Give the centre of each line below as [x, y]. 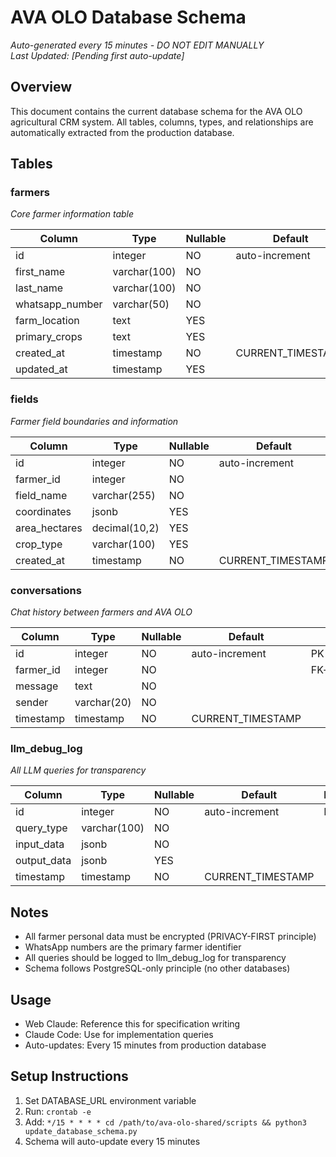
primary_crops [49, 337]
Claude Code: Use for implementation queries [119, 1034]
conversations [46, 590]
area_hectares [49, 528]
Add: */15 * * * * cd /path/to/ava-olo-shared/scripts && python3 [165, 1122]
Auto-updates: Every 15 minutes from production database [145, 1045]
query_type [41, 828]
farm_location [47, 321]
